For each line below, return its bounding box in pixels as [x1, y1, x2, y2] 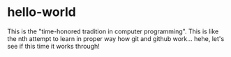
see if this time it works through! [7, 42, 100, 50]
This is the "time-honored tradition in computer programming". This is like [7, 27, 219, 35]
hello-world [7, 4, 77, 20]
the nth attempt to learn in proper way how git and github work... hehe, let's [7, 34, 225, 42]
